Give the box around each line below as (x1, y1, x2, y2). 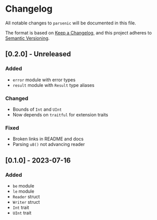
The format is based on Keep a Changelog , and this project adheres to (5, 29, 152, 36)
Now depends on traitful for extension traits (12, 111, 108, 117)
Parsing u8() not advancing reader (12, 141, 85, 147)
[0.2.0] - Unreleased (5, 50, 71, 58)
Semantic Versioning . (5, 35, 50, 41)
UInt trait (12, 209, 32, 216)
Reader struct (12, 194, 40, 200)
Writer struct (12, 199, 40, 205)
